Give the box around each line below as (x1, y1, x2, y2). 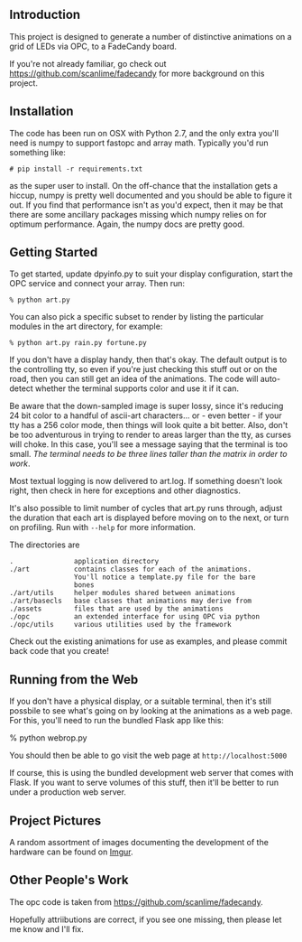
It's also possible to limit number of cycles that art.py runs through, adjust (9, 503, 283, 514)
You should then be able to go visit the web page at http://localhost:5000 (9, 750, 288, 761)
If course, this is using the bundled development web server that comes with (9, 768, 294, 779)
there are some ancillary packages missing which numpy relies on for (9, 209, 268, 219)
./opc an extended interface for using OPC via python (9, 612, 260, 621)
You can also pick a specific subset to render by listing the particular (9, 312, 264, 322)
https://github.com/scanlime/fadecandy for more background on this (9, 68, 265, 79)
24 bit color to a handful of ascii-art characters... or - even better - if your (9, 410, 282, 421)
